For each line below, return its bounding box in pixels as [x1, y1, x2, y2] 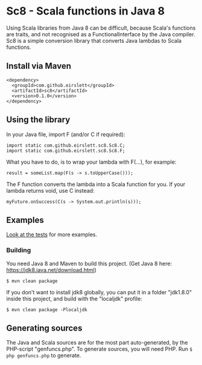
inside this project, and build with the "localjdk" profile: [6, 295, 143, 302]
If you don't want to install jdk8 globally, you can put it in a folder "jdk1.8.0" [6, 288, 192, 296]
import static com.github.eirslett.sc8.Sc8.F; [6, 147, 125, 153]
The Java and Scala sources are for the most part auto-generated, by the [6, 339, 188, 346]
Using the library [6, 115, 71, 125]
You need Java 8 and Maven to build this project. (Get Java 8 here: [6, 260, 172, 267]
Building [6, 246, 31, 254]
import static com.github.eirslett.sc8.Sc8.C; [6, 142, 125, 149]
